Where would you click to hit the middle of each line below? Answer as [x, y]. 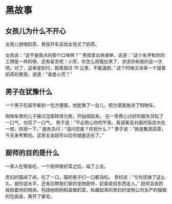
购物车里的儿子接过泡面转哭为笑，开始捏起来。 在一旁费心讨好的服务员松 [82, 116]
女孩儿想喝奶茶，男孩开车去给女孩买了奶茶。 [52, 44]
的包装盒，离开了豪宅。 [30, 196]
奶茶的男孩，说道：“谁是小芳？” [39, 74]
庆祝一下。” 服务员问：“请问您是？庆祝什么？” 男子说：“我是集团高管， [92, 129]
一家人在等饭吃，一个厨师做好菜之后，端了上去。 [57, 166]
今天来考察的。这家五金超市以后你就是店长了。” [55, 135]
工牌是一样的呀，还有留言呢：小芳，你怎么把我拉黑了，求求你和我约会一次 [84, 61]
